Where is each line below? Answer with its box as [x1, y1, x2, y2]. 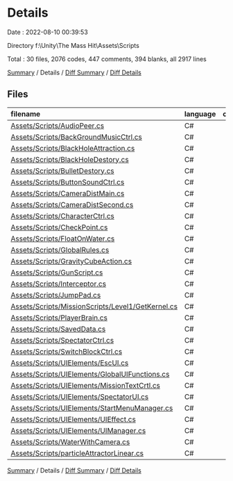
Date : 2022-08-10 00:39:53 [7, 28, 88, 36]
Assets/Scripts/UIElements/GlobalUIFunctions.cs [10, 369, 170, 379]
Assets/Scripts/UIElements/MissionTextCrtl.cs [10, 380, 161, 390]
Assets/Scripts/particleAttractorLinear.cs [10, 448, 144, 458]
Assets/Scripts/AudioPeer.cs [10, 120, 105, 130]
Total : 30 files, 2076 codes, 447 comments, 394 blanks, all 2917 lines [7, 54, 207, 63]
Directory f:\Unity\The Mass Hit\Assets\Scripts [7, 41, 140, 49]
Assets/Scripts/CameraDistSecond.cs [10, 199, 134, 209]
